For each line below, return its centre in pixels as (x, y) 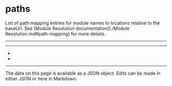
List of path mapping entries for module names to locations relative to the (83, 23)
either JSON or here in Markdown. (41, 78)
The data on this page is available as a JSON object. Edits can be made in (83, 73)
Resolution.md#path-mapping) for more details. (56, 34)
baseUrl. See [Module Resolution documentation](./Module (67, 28)
